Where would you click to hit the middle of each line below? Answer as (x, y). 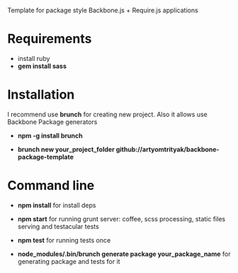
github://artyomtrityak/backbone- (168, 149)
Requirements (50, 39)
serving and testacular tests (58, 226)
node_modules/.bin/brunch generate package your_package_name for (124, 254)
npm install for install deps (57, 205)
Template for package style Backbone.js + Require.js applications (103, 10)
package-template (46, 157)
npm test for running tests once (64, 240)
